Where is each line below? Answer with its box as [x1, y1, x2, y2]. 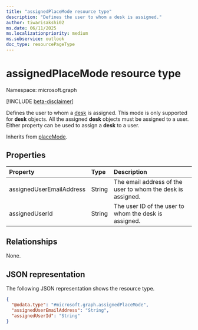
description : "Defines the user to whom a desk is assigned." [6, 14, 162, 20]
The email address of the [113, 177, 183, 186]
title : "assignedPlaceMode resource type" [6, 8, 112, 15]
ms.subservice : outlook [6, 36, 65, 42]
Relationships [6, 237, 58, 247]
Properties [6, 150, 46, 160]
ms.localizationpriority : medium [6, 31, 88, 37]
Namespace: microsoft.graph [6, 86, 77, 93]
